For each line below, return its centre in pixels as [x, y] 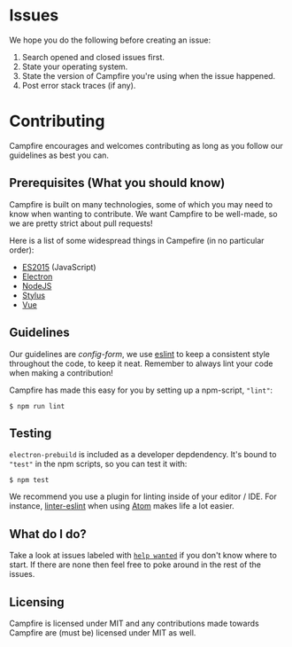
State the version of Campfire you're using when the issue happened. [149, 75]
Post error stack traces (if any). [79, 85]
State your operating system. [75, 66]
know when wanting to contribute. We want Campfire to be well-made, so [143, 214]
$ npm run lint [37, 406]
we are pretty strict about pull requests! [81, 223]
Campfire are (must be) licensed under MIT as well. [103, 632]
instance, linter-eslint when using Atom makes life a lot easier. [122, 506]
